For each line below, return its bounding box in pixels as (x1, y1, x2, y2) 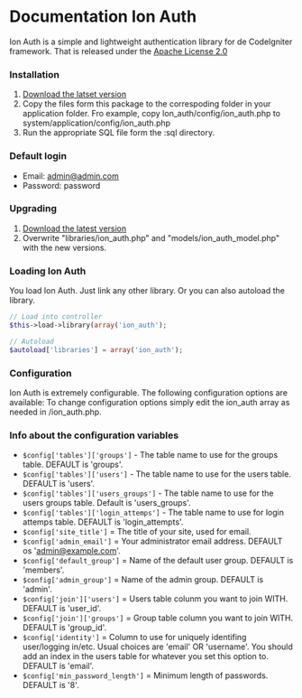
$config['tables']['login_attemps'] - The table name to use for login (22, 507, 284, 518)
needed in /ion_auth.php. (9, 406, 102, 417)
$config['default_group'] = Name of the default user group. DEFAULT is (22, 555, 294, 566)
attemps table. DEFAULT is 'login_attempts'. (22, 517, 184, 527)
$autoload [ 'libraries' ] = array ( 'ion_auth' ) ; (9, 345, 183, 354)
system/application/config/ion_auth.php (22, 117, 171, 128)
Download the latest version (22, 223, 127, 234)
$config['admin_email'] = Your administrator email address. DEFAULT (22, 535, 283, 547)
